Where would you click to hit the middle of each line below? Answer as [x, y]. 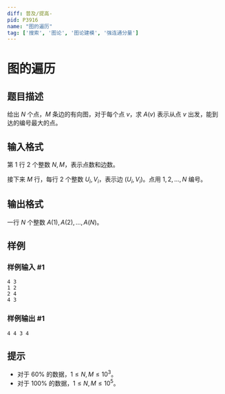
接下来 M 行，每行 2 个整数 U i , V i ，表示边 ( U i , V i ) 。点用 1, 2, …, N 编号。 [107, 180]
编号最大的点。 [40, 123]
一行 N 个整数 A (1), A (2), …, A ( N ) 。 [55, 222]
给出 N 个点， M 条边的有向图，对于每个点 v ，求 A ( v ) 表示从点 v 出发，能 [110, 114]
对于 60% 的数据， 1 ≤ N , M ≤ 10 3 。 [67, 374]
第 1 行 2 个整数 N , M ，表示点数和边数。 [63, 165]
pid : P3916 [23, 20]
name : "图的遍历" [30, 26]
